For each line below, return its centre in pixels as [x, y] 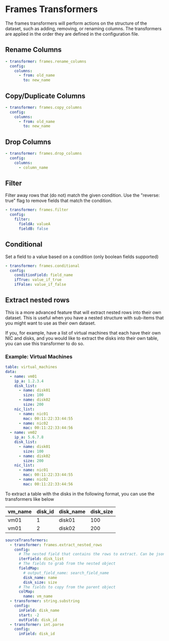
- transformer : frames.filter [37, 210]
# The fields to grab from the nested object [67, 564]
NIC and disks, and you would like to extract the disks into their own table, [82, 338]
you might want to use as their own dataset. [51, 323]
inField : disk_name [39, 610]
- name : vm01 [23, 376]
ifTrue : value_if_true [38, 280]
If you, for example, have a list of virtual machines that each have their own [83, 333]
